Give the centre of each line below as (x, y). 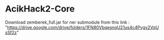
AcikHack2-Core (40, 9)
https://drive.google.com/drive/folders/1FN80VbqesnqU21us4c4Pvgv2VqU (83, 27)
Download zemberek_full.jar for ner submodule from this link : (68, 22)
